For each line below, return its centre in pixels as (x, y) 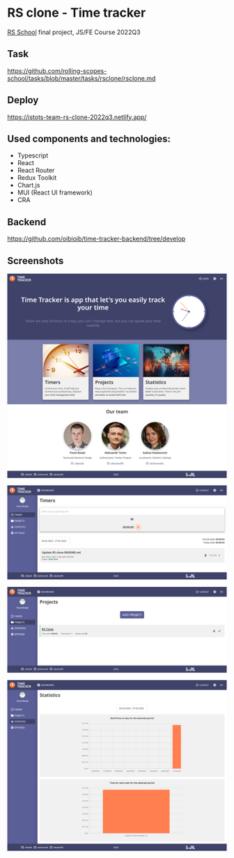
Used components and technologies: (89, 138)
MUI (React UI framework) (55, 192)
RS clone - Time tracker (77, 13)
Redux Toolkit (37, 178)
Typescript (33, 155)
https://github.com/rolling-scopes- (57, 70)
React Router (36, 170)
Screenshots (36, 260)
